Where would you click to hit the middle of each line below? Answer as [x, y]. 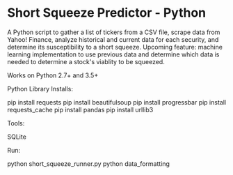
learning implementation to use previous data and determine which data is [113, 54]
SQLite [17, 137]
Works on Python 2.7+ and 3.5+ [53, 75]
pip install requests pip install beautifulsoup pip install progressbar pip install [117, 102]
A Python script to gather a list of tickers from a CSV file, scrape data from [114, 32]
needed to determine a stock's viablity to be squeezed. [86, 61]
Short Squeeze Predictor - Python [107, 13]
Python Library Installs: [40, 89]
